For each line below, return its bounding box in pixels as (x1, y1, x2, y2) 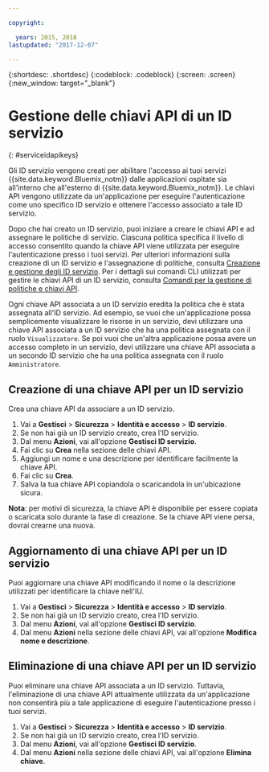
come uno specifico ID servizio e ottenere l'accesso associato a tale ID (8, 200, 243, 210)
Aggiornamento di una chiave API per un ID (8, 544, 227, 557)
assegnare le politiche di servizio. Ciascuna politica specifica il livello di (8, 232, 245, 242)
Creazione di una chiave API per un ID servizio (8, 383, 244, 396)
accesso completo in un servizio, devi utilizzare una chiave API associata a (8, 343, 255, 352)
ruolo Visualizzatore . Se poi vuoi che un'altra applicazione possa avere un (8, 334, 257, 343)
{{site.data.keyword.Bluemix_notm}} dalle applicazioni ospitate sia (8, 175, 227, 184)
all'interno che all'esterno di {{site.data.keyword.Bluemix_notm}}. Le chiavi (8, 183, 255, 193)
